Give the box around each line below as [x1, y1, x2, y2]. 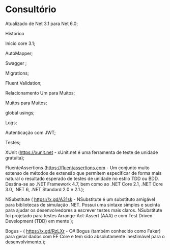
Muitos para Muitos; [5, 100, 47, 106]
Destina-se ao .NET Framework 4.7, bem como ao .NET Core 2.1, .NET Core [5, 180, 163, 187]
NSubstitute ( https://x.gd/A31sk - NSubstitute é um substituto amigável [5, 196, 155, 202]
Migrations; [5, 70, 30, 76]
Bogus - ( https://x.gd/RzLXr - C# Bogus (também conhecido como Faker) [5, 228, 161, 234]
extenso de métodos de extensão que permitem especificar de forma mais [5, 170, 162, 176]
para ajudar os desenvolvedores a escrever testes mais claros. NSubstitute [5, 207, 162, 213]
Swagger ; [5, 60, 27, 66]
